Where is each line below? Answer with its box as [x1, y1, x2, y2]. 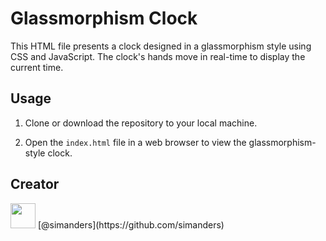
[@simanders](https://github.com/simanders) [37, 218, 225, 231]
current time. [10, 61, 64, 73]
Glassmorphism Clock [10, 7, 198, 30]
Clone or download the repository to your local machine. [24, 117, 258, 129]
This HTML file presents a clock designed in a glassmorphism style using [10, 40, 312, 52]
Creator [10, 176, 60, 193]
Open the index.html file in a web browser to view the [24, 136, 247, 148]
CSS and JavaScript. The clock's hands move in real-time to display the [10, 50, 306, 62]
